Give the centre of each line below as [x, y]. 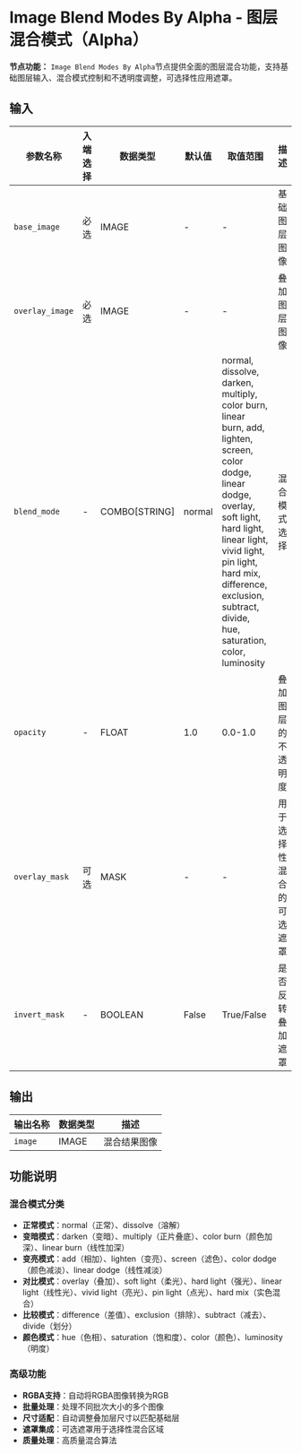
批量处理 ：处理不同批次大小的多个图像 [93, 1406]
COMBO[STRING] [138, 511]
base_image [37, 227]
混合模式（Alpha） [79, 40]
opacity [30, 732]
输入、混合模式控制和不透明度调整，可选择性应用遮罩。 [135, 77]
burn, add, [243, 428]
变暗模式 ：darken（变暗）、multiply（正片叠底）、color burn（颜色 [143, 1236]
